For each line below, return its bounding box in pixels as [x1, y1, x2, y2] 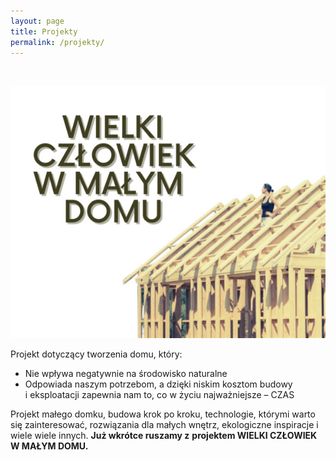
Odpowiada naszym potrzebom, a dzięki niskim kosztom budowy [24, 378, 293, 390]
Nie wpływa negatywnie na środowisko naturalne [24, 367, 228, 379]
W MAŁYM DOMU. [10, 440, 89, 452]
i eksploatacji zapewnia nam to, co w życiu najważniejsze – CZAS [24, 388, 295, 400]
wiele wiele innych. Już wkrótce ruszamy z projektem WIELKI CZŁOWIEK [10, 429, 318, 441]
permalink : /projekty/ [10, 37, 105, 47]
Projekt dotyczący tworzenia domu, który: [10, 348, 183, 360]
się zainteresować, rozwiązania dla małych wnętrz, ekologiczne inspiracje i [10, 418, 319, 430]
